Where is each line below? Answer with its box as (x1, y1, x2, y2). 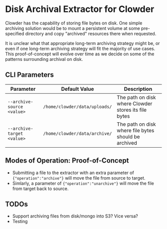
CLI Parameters (5, 71, 54, 79)
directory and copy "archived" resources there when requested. (25, 30, 157, 36)
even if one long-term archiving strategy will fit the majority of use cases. (5, 45, 156, 51)
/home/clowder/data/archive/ (43, 131, 112, 136)
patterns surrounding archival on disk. (5, 56, 83, 62)
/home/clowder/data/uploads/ (43, 104, 112, 109)
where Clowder (116, 100, 153, 107)
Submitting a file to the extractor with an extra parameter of (12, 170, 134, 176)
